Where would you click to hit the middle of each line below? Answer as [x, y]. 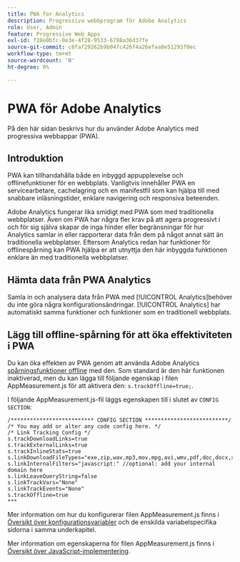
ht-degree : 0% [29, 67]
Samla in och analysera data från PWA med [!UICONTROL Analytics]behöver [120, 297]
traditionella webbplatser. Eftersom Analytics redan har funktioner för [109, 242]
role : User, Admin [35, 27]
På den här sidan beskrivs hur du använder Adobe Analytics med [103, 128]
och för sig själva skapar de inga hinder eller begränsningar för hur [106, 227]
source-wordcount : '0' [41, 61]
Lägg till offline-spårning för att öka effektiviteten [120, 335]
